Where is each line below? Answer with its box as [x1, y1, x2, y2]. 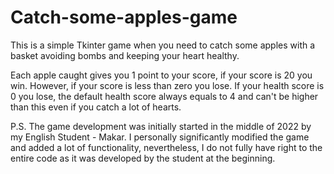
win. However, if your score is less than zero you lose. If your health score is [10, 79, 325, 91]
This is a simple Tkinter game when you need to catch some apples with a [10, 39, 316, 51]
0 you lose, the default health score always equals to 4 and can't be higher [10, 90, 319, 102]
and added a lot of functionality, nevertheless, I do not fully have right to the [10, 141, 323, 153]
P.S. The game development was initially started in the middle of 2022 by [10, 120, 312, 132]
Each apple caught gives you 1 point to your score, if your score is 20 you [10, 69, 313, 81]
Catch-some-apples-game [10, 6, 238, 29]
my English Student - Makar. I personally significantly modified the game [10, 131, 310, 143]
